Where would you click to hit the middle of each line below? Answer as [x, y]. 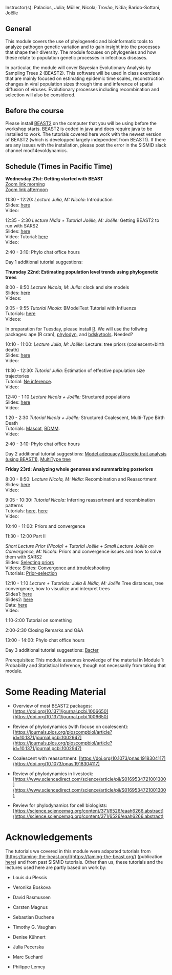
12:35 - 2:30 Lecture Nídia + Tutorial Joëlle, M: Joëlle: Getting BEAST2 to [82, 220]
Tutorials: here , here [26, 511]
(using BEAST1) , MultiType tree [38, 459]
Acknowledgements [49, 837]
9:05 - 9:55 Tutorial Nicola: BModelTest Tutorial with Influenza [71, 308]
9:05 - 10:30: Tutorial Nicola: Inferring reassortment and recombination [80, 500]
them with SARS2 [24, 557]
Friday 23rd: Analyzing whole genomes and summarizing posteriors [79, 469]
